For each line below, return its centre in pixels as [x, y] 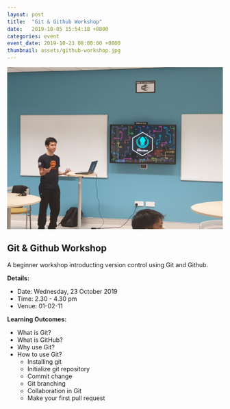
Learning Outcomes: [37, 319]
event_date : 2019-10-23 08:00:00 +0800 [64, 44]
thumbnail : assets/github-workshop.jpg [64, 51]
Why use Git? [36, 347]
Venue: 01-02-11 [40, 306]
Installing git [44, 361]
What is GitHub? [40, 340]
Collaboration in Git [54, 391]
